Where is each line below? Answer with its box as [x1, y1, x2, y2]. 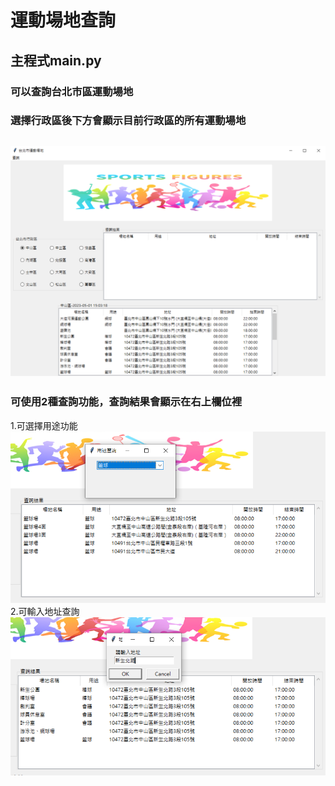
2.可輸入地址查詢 [10, 605, 80, 617]
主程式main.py [10, 52, 102, 69]
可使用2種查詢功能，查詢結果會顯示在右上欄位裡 [10, 395, 243, 409]
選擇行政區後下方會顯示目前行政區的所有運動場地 [10, 114, 247, 128]
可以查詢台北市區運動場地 [10, 84, 134, 98]
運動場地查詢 [10, 9, 117, 32]
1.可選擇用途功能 [10, 419, 78, 431]
